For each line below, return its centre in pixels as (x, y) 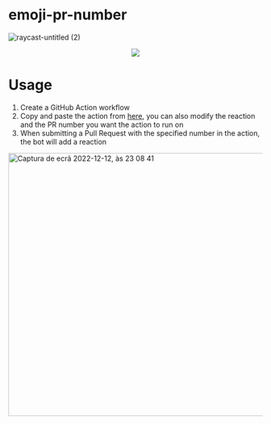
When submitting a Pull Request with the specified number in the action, (140, 133)
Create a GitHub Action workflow (75, 107)
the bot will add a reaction (63, 141)
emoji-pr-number (68, 15)
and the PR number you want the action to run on (102, 124)
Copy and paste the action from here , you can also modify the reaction (138, 115)
